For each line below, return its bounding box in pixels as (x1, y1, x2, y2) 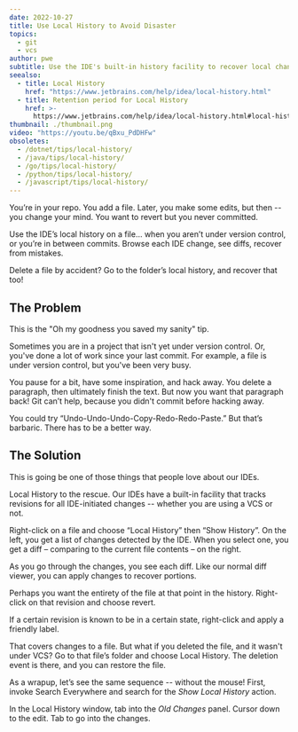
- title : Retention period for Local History (17, 95, 189, 105)
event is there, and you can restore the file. (9, 659, 167, 670)
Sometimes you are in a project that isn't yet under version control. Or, (9, 341, 266, 351)
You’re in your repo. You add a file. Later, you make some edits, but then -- (9, 202, 282, 213)
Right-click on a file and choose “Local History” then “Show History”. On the (9, 524, 286, 535)
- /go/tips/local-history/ (17, 161, 117, 170)
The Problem (9, 300, 82, 315)
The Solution (9, 448, 82, 463)
